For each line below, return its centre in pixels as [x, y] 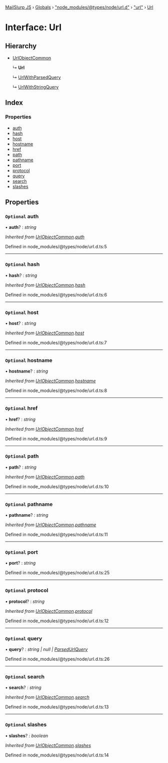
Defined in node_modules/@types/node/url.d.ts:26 [57, 659]
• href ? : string [20, 419]
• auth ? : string [21, 227]
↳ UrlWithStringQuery [35, 87]
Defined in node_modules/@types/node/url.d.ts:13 [57, 707]
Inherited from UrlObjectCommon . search [47, 697]
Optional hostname [29, 360]
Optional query [24, 638]
